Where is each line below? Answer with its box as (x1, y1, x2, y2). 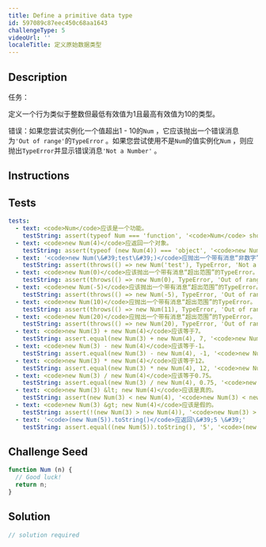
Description (8, 70, 67, 84)
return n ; (15, 481, 47, 489)
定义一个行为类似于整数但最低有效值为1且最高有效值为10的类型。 (8, 108, 220, 119)
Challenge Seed (8, 445, 89, 458)
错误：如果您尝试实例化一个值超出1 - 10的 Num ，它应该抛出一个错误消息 (8, 126, 239, 135)
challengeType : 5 (8, 26, 66, 34)
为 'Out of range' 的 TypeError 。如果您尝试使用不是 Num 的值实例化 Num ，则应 (8, 135, 254, 145)
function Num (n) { (8, 466, 73, 474)
